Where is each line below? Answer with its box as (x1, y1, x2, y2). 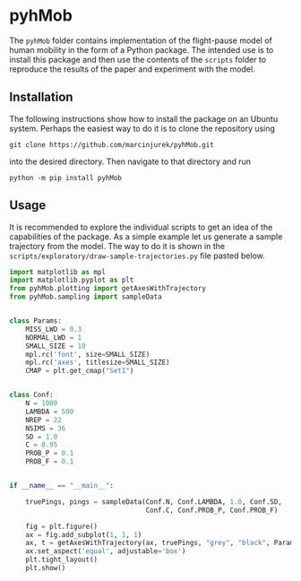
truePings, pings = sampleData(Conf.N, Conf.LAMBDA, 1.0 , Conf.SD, (25, 497, 282, 507)
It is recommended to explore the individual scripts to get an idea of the (9, 221, 273, 232)
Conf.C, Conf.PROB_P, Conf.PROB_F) (145, 506, 279, 515)
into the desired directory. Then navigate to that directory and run (9, 156, 251, 167)
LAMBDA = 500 (25, 407, 74, 416)
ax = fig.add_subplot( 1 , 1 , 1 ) (25, 530, 142, 539)
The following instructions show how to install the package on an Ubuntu (9, 113, 279, 124)
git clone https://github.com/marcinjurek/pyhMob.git (9, 140, 215, 149)
